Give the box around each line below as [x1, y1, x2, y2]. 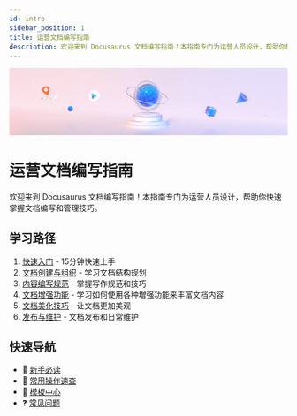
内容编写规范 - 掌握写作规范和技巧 [21, 278, 148, 289]
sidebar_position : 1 [9, 23, 86, 33]
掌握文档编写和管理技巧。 [9, 202, 103, 213]
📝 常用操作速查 [21, 375, 77, 386]
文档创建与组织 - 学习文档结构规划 [21, 267, 148, 277]
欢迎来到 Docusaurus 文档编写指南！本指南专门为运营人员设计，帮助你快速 [9, 191, 283, 202]
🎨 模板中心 [21, 387, 61, 397]
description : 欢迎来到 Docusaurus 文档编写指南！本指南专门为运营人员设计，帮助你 [9, 42, 286, 51]
